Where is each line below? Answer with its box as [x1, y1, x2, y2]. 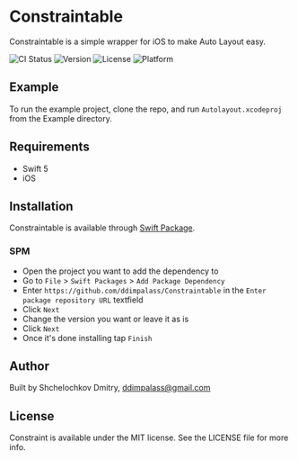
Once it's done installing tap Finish [22, 332, 153, 343]
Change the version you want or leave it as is [22, 313, 189, 324]
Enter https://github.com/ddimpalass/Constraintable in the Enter [22, 284, 267, 295]
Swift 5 [22, 163, 49, 174]
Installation [9, 198, 74, 213]
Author [9, 358, 49, 374]
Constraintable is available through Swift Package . [9, 222, 196, 233]
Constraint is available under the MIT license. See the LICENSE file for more [9, 432, 289, 443]
